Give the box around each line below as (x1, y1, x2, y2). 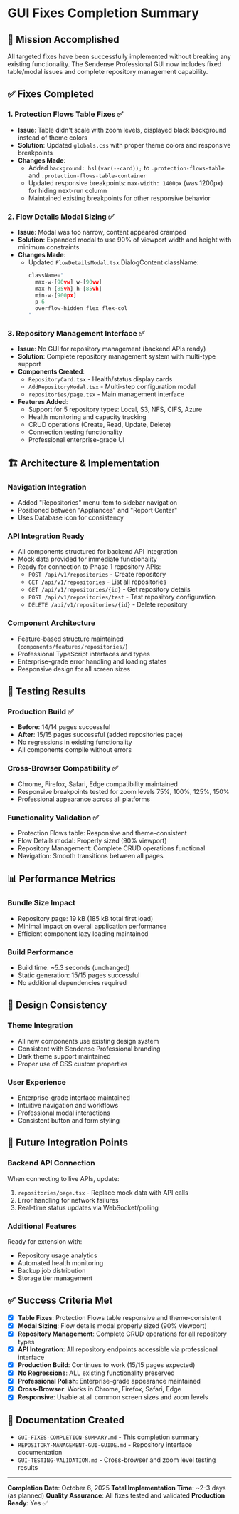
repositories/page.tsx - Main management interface (28, 390, 185, 398)
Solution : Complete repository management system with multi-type (17, 352, 216, 361)
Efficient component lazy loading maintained (17, 929, 149, 938)
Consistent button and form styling (17, 1116, 120, 1124)
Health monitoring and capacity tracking (28, 413, 147, 421)
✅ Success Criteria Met (7, 1294, 113, 1307)
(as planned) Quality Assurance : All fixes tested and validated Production (7, 1491, 225, 1500)
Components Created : (17, 367, 85, 376)
